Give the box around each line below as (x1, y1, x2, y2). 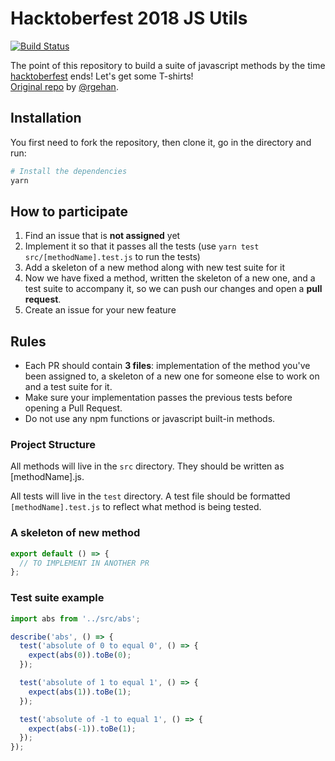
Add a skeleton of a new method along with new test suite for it (24, 262, 286, 274)
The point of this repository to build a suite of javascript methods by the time (10, 59, 326, 71)
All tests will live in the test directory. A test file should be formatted (10, 490, 291, 502)
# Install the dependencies (10, 166, 128, 176)
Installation (10, 110, 82, 127)
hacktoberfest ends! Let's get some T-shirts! (10, 70, 194, 82)
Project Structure (10, 438, 96, 452)
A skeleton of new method (10, 526, 141, 540)
